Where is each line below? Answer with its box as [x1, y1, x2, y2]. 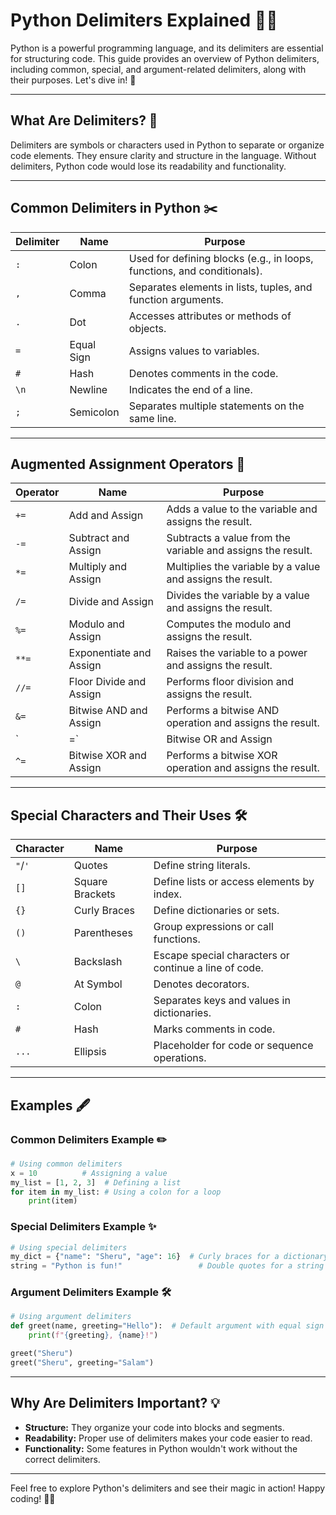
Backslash [73, 955, 123, 969]
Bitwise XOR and [68, 749, 147, 763]
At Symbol [73, 977, 123, 991]
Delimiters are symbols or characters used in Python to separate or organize [10, 139, 325, 151]
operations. [153, 1051, 207, 1065]
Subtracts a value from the [166, 531, 291, 545]
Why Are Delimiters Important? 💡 [10, 1395, 220, 1412]
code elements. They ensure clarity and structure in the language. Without [10, 149, 317, 161]
